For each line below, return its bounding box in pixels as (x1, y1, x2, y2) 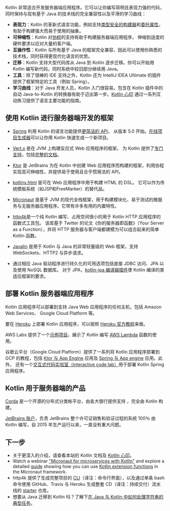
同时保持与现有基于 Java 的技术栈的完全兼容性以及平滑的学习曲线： (5, 11, 147, 17)
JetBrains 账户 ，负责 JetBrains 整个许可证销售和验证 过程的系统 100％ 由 (5, 415, 156, 421)
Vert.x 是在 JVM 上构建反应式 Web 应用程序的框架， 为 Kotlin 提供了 (12, 145, 155, 151)
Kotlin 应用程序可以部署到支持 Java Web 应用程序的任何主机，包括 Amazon (5, 303, 162, 310)
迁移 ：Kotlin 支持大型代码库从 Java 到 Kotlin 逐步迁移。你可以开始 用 (12, 60, 154, 65)
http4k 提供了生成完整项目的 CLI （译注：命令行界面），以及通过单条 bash (12, 475, 165, 481)
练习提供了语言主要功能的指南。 (17, 98, 84, 103)
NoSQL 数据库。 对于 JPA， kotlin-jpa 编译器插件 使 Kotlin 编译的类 (27, 266, 164, 272)
